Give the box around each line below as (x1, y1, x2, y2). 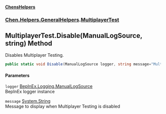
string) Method (5, 39, 53, 47)
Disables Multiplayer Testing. (5, 52, 64, 58)
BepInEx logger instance (5, 89, 55, 95)
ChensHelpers (5, 4, 36, 10)
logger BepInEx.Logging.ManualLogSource (5, 83, 93, 89)
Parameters (5, 72, 30, 78)
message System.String (5, 98, 51, 104)
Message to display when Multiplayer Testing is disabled (5, 104, 120, 110)
